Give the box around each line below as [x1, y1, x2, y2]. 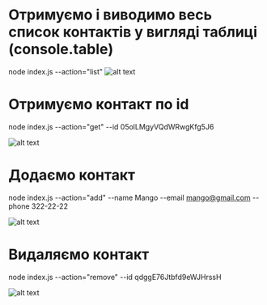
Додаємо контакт [8, 166, 136, 184]
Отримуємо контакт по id [8, 95, 189, 114]
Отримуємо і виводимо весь [8, 6, 213, 24]
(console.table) [8, 40, 114, 58]
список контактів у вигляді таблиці [8, 23, 257, 41]
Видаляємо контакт [8, 245, 150, 264]
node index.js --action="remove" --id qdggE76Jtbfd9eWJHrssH [8, 272, 222, 282]
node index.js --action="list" [8, 66, 104, 76]
